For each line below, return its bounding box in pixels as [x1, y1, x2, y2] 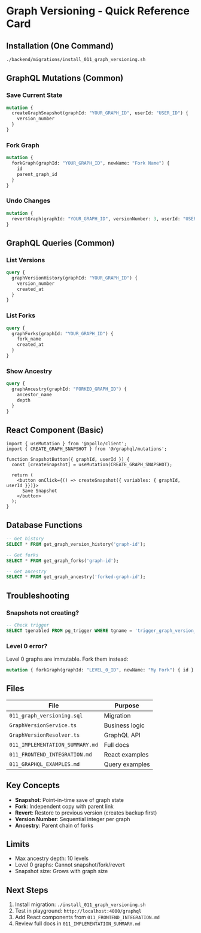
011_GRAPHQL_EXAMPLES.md [9, 761, 80, 767]
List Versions [6, 256, 45, 264]
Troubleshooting [6, 591, 70, 601]
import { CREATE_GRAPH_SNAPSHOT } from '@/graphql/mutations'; [6, 446, 167, 452]
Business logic [103, 721, 145, 730]
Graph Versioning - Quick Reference [6, 4, 190, 18]
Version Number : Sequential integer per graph [14, 815, 130, 822]
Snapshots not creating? [6, 609, 80, 617]
